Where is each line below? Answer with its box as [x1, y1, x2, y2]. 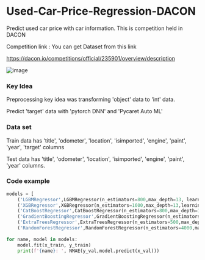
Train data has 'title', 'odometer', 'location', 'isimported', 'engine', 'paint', [6, 136, 187, 144]
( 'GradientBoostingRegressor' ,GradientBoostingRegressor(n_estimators [17, 214, 201, 220]
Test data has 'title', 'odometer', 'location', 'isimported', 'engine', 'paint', [6, 155, 185, 163]
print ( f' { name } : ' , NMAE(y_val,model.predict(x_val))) [17, 248, 160, 254]
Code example [6, 177, 50, 185]
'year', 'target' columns [6, 143, 65, 150]
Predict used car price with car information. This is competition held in [6, 24, 183, 32]
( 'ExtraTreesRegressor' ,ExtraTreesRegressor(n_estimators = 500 [17, 219, 179, 226]
